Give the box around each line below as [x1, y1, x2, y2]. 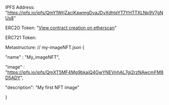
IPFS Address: [5, 5, 35, 10]
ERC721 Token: [5, 35, 36, 40]
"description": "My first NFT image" [5, 84, 80, 90]
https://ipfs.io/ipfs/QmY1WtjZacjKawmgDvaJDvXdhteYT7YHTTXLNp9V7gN [7, 10, 163, 16]
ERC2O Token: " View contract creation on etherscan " [5, 25, 117, 31]
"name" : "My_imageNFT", [5, 54, 60, 60]
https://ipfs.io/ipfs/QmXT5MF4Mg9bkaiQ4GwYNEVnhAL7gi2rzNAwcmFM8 [7, 69, 164, 75]
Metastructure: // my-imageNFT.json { [5, 44, 85, 50]
